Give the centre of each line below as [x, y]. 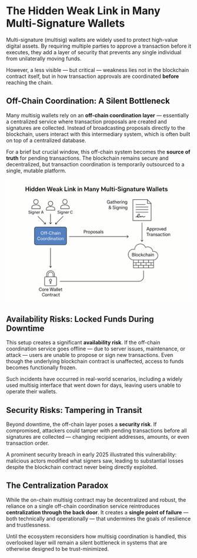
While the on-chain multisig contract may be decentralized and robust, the [96, 500]
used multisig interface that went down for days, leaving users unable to [94, 385]
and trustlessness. [29, 525]
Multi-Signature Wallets [66, 23]
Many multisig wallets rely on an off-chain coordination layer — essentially [98, 115]
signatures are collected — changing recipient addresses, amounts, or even [98, 437]
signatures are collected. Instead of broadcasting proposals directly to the [96, 127]
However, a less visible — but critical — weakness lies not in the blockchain [98, 70]
